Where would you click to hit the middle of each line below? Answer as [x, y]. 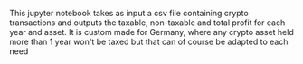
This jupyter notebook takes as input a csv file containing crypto [129, 13]
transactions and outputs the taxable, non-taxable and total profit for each [147, 23]
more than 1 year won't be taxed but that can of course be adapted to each [149, 41]
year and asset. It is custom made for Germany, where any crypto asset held [151, 32]
